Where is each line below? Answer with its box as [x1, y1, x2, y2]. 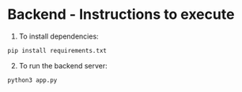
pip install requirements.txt [7, 46, 108, 54]
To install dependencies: [18, 31, 100, 41]
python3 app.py [7, 76, 58, 84]
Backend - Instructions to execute [7, 6, 235, 24]
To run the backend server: [18, 61, 108, 70]
